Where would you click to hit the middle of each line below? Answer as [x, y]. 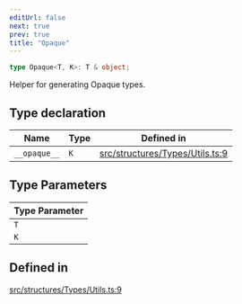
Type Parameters [58, 185]
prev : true [30, 34]
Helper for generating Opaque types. [78, 85]
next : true [30, 26]
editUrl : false [38, 18]
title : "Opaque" [39, 43]
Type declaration [57, 113]
